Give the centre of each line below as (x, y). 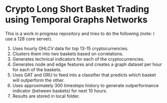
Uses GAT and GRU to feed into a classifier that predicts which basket (84, 75)
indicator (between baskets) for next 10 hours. (60, 91)
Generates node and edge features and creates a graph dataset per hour (87, 64)
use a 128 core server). (29, 39)
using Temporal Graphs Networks (77, 20)
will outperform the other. (38, 80)
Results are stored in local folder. (46, 96)
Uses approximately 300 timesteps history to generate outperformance (85, 85)
